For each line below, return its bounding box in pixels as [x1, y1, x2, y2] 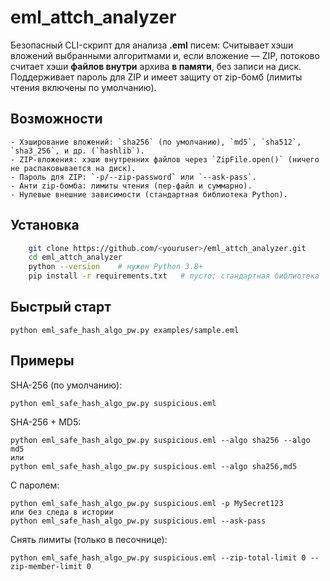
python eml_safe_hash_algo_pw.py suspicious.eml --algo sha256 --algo [10, 435, 311, 445]
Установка [10, 217, 80, 234]
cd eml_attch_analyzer [28, 252, 123, 263]
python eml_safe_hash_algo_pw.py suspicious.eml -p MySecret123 [10, 498, 284, 508]
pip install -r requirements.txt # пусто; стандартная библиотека [28, 271, 320, 281]
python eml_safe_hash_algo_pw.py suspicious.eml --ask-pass [10, 516, 267, 526]
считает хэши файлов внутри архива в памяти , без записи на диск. [10, 60, 302, 72]
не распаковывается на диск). [10, 163, 137, 173]
